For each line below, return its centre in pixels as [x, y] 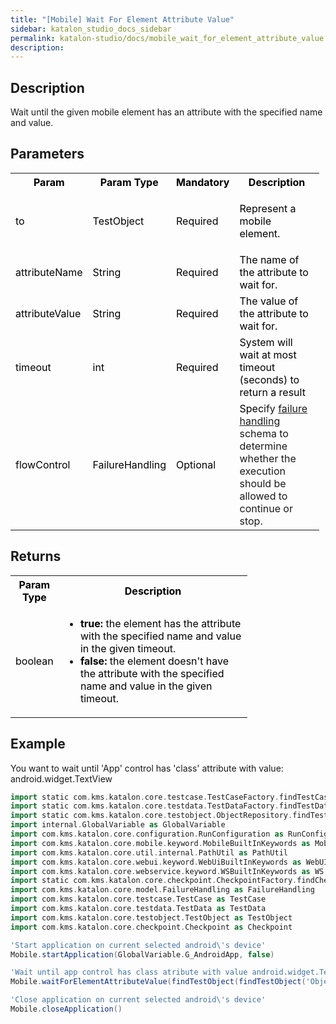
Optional [196, 464]
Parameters [47, 154]
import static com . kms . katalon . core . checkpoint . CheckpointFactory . [154, 881]
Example [38, 744]
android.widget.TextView [61, 778]
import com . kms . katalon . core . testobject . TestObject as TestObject [151, 917]
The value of [269, 301]
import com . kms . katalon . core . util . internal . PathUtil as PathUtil [149, 852]
